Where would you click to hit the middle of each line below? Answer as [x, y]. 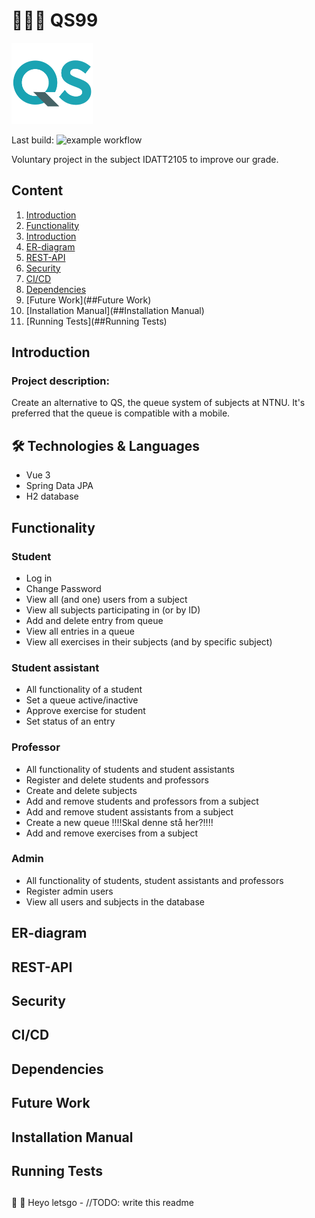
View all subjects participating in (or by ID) [113, 610]
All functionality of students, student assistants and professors [154, 880]
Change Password [63, 588]
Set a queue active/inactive [82, 700]
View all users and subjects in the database [115, 901]
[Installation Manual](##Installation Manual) [115, 310]
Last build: [32, 140]
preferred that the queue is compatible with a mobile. [121, 413]
